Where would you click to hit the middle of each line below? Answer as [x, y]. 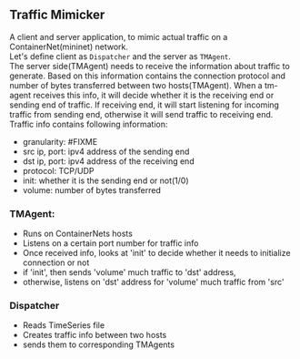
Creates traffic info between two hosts [95, 335]
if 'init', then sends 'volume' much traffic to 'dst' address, [129, 272]
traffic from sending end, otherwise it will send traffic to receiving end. [141, 114]
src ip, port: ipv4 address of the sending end [106, 151]
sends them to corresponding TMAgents [99, 344]
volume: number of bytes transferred [91, 190]
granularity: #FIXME [60, 141]
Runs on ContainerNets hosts [78, 234]
